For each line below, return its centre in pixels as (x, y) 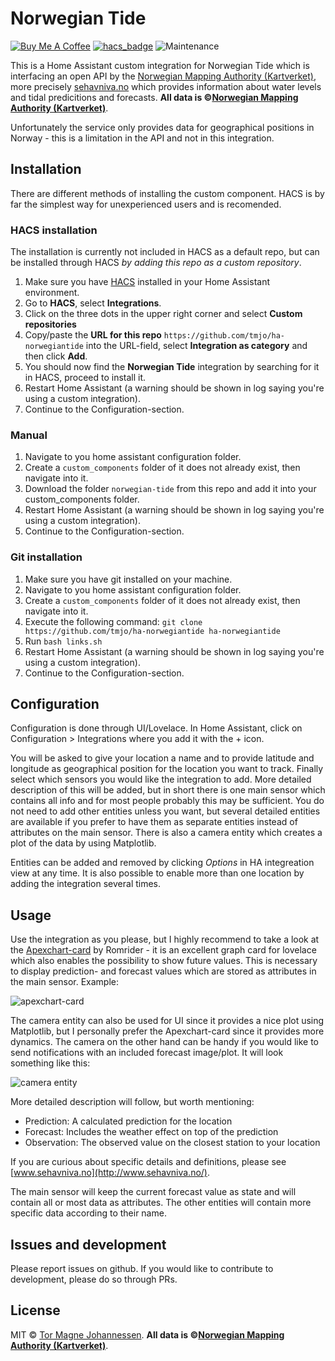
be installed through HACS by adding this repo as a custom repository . (156, 263)
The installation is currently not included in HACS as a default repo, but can (165, 252)
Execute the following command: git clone (113, 621)
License (35, 1310)
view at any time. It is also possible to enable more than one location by (157, 873)
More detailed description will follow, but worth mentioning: (132, 1102)
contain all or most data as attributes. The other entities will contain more (161, 1203)
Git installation (46, 557)
